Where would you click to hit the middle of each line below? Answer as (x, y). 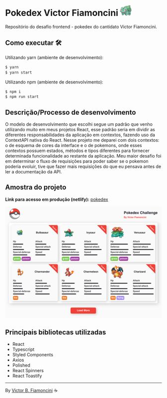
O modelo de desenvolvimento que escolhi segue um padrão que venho (79, 124)
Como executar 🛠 (34, 43)
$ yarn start (19, 72)
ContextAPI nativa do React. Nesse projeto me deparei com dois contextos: (82, 140)
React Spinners (28, 370)
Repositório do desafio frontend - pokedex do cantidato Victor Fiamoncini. (81, 26)
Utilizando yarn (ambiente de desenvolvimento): (54, 57)
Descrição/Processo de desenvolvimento (71, 112)
